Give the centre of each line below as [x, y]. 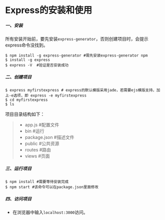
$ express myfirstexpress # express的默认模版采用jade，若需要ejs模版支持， [81, 90]
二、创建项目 [18, 77]
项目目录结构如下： [25, 114]
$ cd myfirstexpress [27, 100]
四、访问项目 [18, 198]
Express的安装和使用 [49, 10]
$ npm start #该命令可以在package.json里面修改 [52, 187]
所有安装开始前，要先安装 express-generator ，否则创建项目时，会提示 [77, 39]
